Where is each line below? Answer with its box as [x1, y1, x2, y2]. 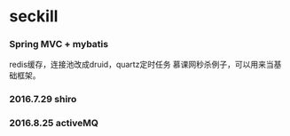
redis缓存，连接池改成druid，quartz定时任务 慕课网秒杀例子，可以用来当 [9, 60, 275, 70]
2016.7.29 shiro [9, 93, 77, 106]
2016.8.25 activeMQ [9, 117, 99, 130]
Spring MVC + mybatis [9, 38, 109, 51]
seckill [9, 6, 59, 27]
